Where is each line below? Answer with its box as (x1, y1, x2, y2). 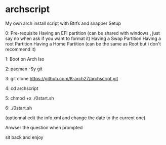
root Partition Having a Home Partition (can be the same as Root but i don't (5, 40, 161, 46)
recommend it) (5, 46, 36, 52)
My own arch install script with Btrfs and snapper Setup (5, 20, 121, 26)
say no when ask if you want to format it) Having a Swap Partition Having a (5, 35, 161, 41)
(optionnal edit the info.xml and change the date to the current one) (5, 115, 146, 121)
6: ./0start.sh (5, 105, 32, 111)
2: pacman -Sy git (5, 66, 43, 72)
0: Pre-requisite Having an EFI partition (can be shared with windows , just (5, 30, 160, 36)
